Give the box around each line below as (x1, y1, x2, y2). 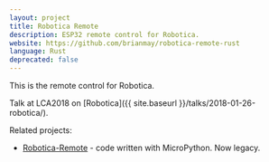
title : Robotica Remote (9, 22, 99, 31)
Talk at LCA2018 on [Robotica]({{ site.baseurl (9, 98, 178, 109)
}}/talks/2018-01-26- (179, 98, 255, 109)
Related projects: (9, 125, 72, 136)
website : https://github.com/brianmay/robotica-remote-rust (9, 38, 241, 48)
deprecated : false (9, 55, 79, 64)
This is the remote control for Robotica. (9, 81, 155, 91)
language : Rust (9, 47, 67, 56)
